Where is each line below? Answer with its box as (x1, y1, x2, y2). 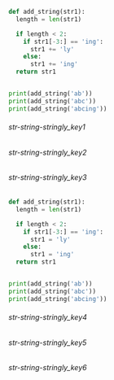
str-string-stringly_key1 (8, 122, 85, 132)
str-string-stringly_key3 (8, 173, 87, 182)
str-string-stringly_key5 (8, 338, 87, 347)
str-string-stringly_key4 (8, 312, 88, 322)
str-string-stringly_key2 (8, 147, 87, 157)
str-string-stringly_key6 (8, 363, 87, 373)
